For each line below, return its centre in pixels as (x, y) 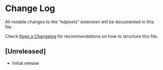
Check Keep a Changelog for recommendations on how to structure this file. (82, 36)
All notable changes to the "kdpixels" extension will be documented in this (80, 22)
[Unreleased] (26, 51)
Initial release (25, 63)
